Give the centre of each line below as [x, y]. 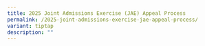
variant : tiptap [30, 26]
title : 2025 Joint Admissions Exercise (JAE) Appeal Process [97, 13]
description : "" [30, 32]
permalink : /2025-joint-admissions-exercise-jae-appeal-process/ [102, 20]
